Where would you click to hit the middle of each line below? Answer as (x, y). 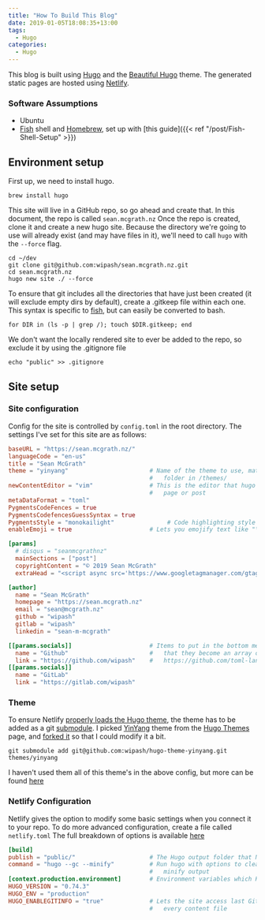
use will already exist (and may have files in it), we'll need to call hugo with (128, 236)
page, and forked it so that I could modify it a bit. (87, 737)
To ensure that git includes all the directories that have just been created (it (130, 294)
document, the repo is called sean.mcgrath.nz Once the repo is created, (124, 219)
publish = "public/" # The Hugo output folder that (130, 857)
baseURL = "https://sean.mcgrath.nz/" (72, 449)
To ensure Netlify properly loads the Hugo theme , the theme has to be (122, 720)
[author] (22, 587)
